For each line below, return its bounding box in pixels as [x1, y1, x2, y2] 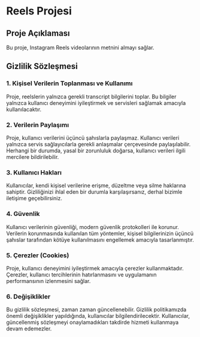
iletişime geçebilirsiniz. [6, 195, 63, 202]
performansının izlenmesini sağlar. [6, 277, 91, 284]
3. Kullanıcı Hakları [6, 168, 62, 176]
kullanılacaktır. [6, 106, 42, 113]
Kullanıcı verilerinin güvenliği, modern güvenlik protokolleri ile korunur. [6, 223, 180, 230]
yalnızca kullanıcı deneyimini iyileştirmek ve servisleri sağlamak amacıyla [6, 99, 186, 106]
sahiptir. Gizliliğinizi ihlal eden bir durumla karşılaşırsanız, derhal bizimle [6, 188, 183, 195]
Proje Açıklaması [6, 28, 70, 38]
